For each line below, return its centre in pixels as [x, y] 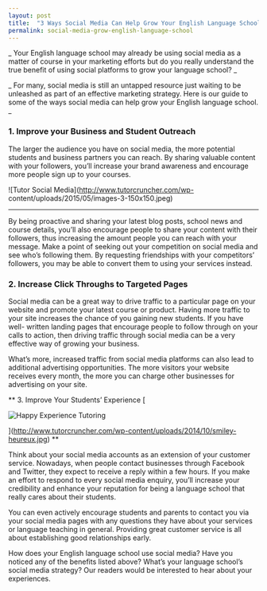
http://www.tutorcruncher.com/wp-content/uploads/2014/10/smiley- [125, 430]
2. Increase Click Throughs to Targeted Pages [98, 284]
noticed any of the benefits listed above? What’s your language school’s [126, 562]
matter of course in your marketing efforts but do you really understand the [131, 61]
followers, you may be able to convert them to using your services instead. [130, 263]
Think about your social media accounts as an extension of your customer [130, 454]
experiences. [30, 578]
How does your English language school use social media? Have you [120, 553]
